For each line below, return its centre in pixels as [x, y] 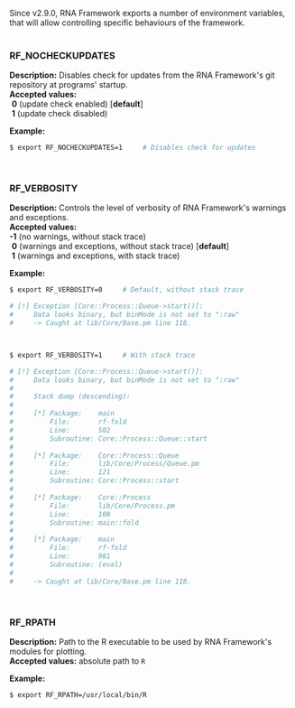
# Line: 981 [60, 556]
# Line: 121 [60, 472]
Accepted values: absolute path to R [78, 661]
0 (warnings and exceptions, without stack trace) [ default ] [120, 247]
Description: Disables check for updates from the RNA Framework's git [142, 75]
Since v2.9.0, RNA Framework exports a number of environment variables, [147, 13]
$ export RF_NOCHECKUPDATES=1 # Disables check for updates [133, 148]
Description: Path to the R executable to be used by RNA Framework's [141, 641]
